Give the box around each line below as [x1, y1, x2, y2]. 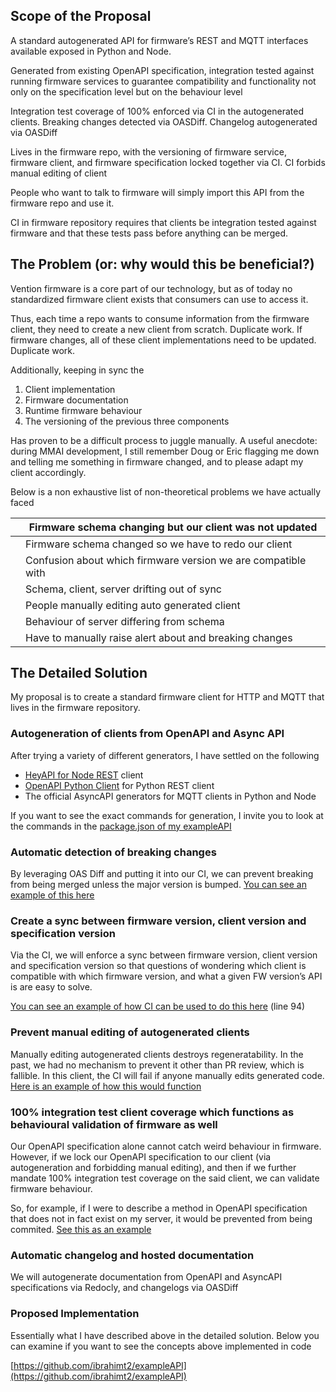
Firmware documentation [24, 394, 129, 406]
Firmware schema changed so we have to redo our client [25, 537, 293, 551]
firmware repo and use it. [10, 197, 115, 209]
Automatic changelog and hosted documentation [10, 1248, 255, 1262]
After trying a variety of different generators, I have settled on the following [10, 749, 320, 761]
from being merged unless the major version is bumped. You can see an [10, 879, 307, 891]
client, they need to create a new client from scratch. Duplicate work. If [10, 323, 303, 335]
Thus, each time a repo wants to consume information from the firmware [10, 312, 310, 324]
